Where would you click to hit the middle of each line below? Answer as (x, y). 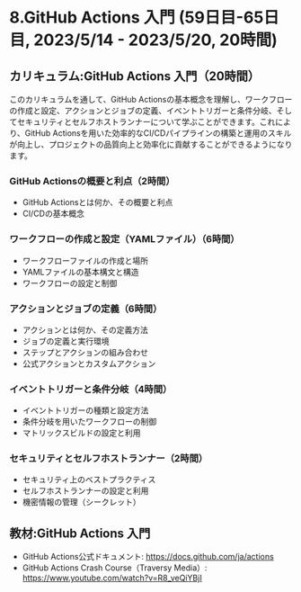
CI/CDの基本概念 (53, 214)
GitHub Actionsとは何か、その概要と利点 (97, 202)
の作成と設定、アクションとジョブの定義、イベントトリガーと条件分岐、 (143, 111)
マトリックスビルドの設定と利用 (81, 433)
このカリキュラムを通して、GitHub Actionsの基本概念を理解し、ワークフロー (151, 99)
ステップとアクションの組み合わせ (85, 352)
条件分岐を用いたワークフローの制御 (89, 422)
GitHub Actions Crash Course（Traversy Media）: (115, 568)
